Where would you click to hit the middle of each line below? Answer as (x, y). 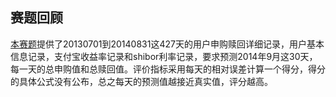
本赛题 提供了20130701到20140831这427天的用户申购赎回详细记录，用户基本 (167, 44)
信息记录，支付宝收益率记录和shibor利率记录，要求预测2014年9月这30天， (164, 56)
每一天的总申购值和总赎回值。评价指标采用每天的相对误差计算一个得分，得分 (168, 69)
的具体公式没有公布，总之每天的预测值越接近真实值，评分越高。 (141, 81)
